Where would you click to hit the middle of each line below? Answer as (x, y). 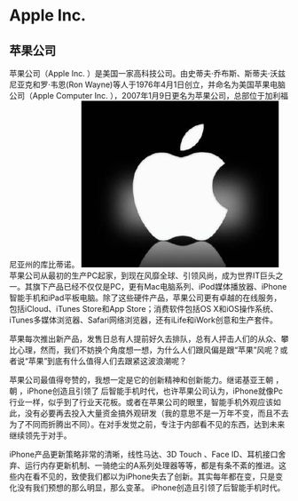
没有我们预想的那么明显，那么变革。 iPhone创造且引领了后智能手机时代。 (151, 488)
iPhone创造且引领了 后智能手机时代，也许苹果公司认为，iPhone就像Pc (155, 391)
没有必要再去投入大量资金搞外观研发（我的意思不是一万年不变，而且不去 (157, 413)
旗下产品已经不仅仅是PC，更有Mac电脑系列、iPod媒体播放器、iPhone (160, 286)
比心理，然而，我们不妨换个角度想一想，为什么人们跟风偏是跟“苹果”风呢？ (145, 350)
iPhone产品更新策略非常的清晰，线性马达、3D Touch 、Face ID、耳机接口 (144, 454)
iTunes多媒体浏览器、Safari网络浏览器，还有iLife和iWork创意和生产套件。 (143, 320)
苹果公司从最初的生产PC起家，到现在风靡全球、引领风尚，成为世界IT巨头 (142, 275)
